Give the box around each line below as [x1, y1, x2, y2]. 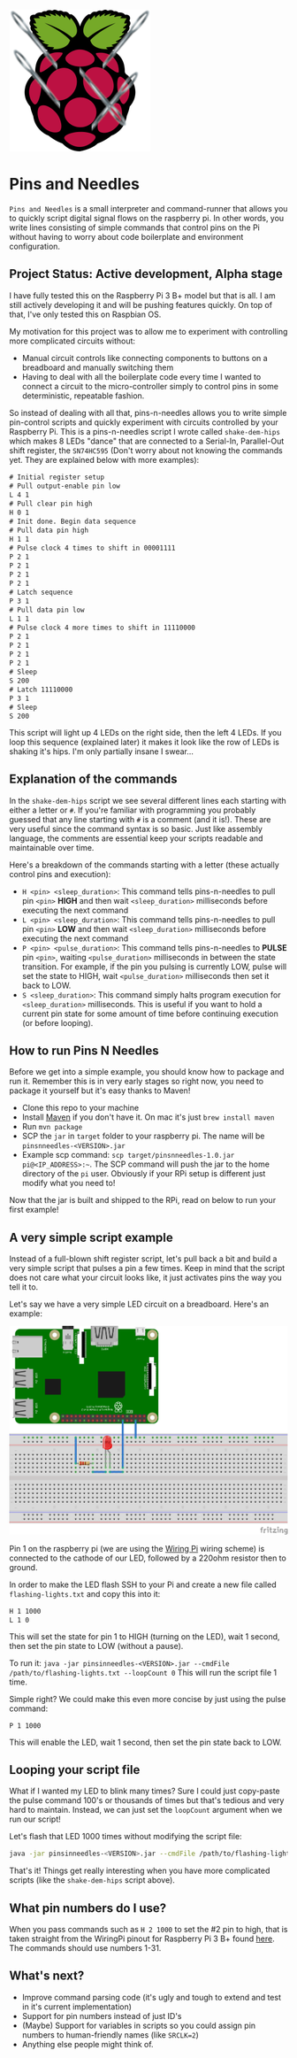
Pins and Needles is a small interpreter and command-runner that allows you [9, 203, 288, 213]
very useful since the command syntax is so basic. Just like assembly [9, 823, 263, 834]
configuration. [9, 241, 60, 251]
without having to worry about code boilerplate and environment [9, 231, 244, 242]
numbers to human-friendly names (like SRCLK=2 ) [21, 2029, 199, 2040]
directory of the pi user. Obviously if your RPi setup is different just [21, 1168, 266, 1179]
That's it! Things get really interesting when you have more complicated [9, 1865, 270, 1877]
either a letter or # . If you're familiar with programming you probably [9, 805, 256, 815]
